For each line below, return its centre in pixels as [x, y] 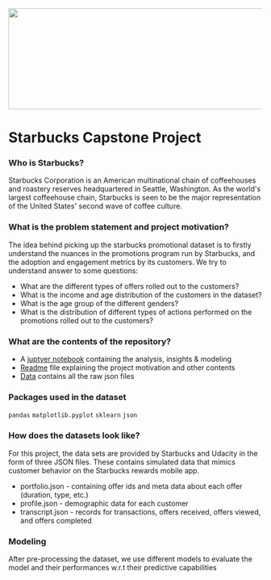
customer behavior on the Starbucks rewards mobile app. [104, 470]
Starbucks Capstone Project [105, 138]
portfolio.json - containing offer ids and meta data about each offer [131, 486]
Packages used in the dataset [67, 397]
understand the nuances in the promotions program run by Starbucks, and [132, 253]
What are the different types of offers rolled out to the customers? [129, 286]
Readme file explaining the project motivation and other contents [127, 368]
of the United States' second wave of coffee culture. [96, 206]
